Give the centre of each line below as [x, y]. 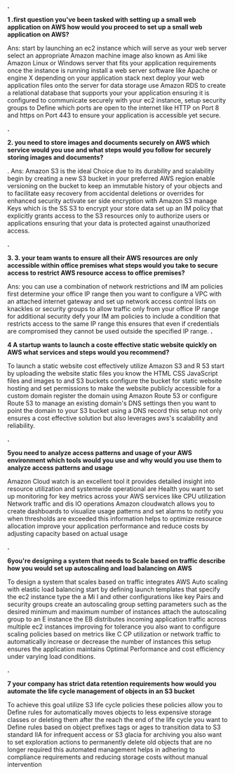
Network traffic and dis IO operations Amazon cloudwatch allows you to [111, 504]
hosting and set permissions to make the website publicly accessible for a [114, 388]
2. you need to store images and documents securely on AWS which [109, 142]
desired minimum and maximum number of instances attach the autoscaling [117, 612]
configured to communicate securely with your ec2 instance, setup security [117, 100]
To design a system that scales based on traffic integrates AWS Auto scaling [117, 582]
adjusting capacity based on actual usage [68, 533]
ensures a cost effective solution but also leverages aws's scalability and [113, 418]
